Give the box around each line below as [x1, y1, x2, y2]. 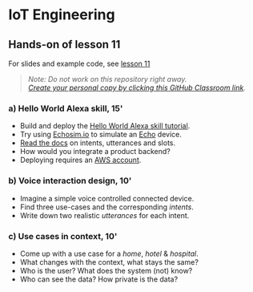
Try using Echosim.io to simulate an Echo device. [19, 130, 183, 140]
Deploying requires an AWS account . [19, 155, 142, 165]
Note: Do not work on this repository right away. [27, 75, 187, 83]
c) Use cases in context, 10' [8, 230, 118, 241]
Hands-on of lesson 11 [8, 38, 121, 51]
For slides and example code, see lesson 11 [8, 59, 151, 68]
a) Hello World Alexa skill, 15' [8, 103, 123, 114]
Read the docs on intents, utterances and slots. [19, 138, 176, 148]
